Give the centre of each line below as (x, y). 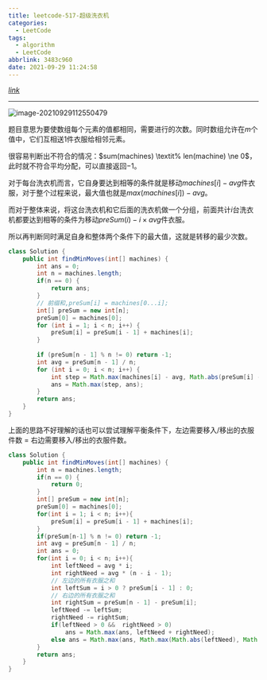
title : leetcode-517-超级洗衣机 (59, 15)
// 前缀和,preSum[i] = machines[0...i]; (103, 303)
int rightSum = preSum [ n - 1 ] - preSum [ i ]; (124, 603)
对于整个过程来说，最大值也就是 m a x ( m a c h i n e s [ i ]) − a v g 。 (117, 192)
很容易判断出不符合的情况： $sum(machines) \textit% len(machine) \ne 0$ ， (132, 156)
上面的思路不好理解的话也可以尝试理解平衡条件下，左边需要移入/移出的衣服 (132, 430)
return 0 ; (67, 485)
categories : (28, 23)
